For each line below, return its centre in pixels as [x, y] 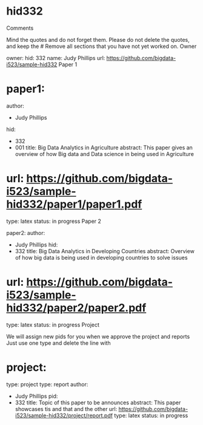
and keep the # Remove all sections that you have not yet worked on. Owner [101, 46]
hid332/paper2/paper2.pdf [76, 308]
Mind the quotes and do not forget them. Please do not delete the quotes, [98, 39]
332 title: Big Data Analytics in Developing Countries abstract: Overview [105, 251]
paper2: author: [26, 233]
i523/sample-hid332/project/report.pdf [64, 415]
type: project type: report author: [47, 384]
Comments [20, 28]
